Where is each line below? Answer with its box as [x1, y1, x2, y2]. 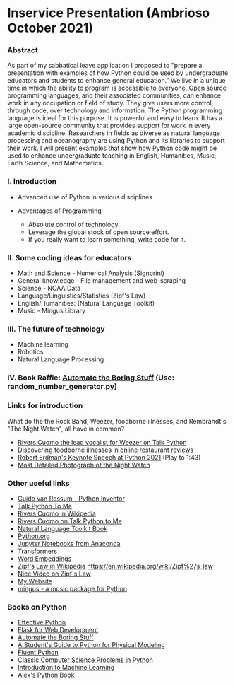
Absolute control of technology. [28, 220, 120, 228]
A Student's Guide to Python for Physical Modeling [17, 641, 166, 649]
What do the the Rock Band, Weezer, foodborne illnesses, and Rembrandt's [7, 417, 227, 425]
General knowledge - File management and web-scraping [17, 277, 186, 285]
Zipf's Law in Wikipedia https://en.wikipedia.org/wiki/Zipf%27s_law [17, 562, 213, 570]
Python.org [17, 532, 51, 540]
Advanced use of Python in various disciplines [17, 192, 153, 201]
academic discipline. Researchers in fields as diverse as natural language [7, 129, 221, 137]
